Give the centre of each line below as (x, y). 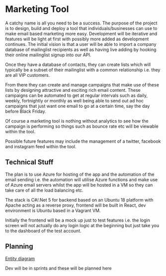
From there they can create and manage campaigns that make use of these (82, 85)
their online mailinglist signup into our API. (48, 55)
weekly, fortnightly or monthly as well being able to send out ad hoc (75, 100)
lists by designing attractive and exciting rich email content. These (73, 90)
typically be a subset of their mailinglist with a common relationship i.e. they (83, 70)
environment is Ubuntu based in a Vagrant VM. (53, 210)
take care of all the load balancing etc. (44, 190)
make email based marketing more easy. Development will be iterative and (81, 33)
